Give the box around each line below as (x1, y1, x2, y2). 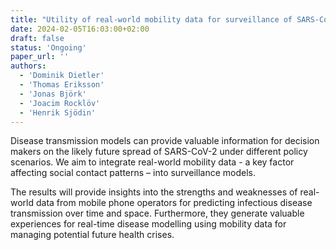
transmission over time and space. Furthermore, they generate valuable (10, 207, 305, 220)
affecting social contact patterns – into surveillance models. (10, 167, 256, 179)
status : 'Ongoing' (10, 42, 87, 53)
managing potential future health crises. (10, 229, 175, 241)
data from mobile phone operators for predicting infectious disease (35, 197, 313, 209)
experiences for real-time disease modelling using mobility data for (10, 218, 287, 230)
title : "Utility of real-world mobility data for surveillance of (10, 14, 293, 25)
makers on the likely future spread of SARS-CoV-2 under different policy (10, 146, 308, 158)
